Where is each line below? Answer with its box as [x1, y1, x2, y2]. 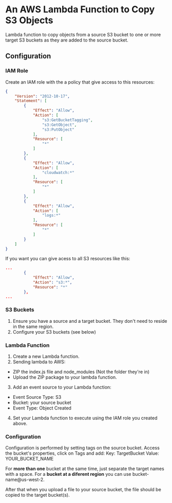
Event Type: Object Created [12, 405, 72, 411]
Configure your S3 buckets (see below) [12, 328, 97, 335]
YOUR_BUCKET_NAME [5, 456, 54, 462]
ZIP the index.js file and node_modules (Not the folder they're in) [12, 369, 150, 375]
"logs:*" [42, 213, 61, 218]
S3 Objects [5, 14, 53, 26]
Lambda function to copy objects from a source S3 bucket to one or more [5, 31, 161, 37]
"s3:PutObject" [42, 127, 74, 132]
